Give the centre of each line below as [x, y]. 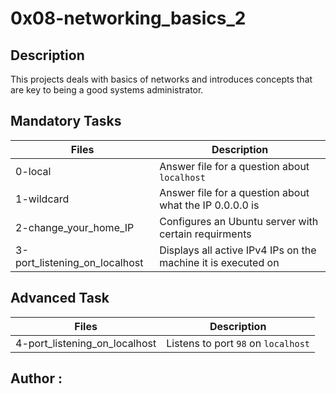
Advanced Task [60, 298]
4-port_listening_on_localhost [86, 343]
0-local [33, 171]
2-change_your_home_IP [75, 227]
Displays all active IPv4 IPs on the [238, 250]
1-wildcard [42, 199]
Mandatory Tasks [66, 121]
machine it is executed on [219, 262]
